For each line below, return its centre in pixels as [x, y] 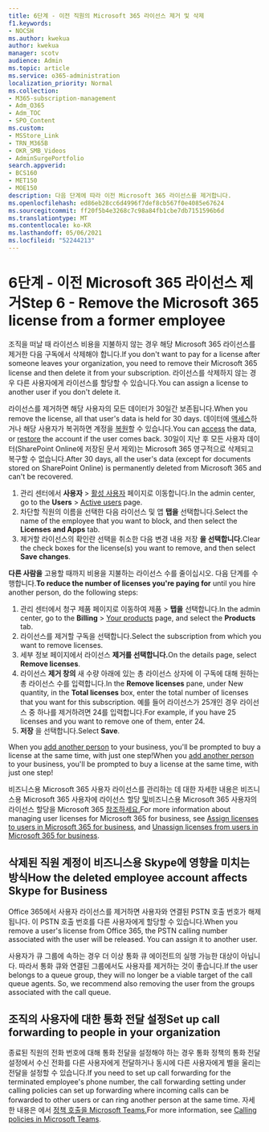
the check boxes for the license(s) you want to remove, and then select [137, 548]
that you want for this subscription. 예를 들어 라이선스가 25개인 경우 [129, 702]
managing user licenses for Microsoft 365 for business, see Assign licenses [134, 818]
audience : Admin [35, 61]
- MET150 [23, 181]
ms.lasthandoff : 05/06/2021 [55, 233]
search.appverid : [37, 166]
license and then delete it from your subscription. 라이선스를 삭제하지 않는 [128, 372]
